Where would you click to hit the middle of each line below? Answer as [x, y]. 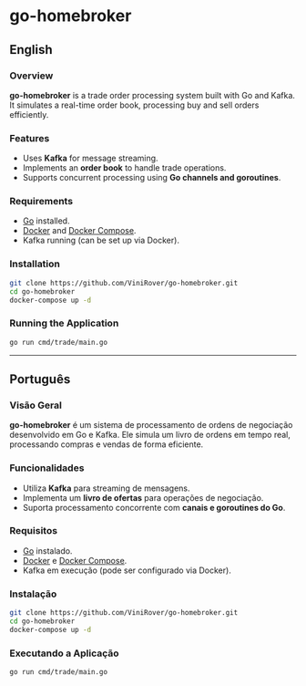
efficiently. [29, 114]
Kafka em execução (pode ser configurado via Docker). [127, 570]
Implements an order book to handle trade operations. [124, 168]
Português [40, 379]
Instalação [33, 594]
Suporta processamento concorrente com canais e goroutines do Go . [154, 507]
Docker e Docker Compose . [75, 560]
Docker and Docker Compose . [79, 231]
